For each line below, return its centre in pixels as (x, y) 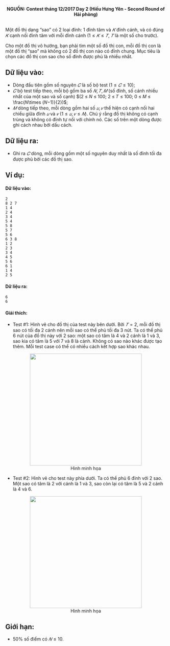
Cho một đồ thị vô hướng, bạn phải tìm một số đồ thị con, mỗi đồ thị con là (83, 46)
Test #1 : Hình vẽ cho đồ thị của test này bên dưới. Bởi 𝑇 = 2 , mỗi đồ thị (87, 324)
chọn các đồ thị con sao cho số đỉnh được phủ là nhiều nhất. (69, 57)
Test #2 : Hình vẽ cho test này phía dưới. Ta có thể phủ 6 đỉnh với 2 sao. (87, 478)
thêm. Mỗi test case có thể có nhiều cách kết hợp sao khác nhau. (81, 346)
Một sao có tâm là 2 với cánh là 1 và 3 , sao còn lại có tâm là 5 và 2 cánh (88, 483)
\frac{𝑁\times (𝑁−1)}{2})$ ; (40, 102)
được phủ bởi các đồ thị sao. (43, 159)
